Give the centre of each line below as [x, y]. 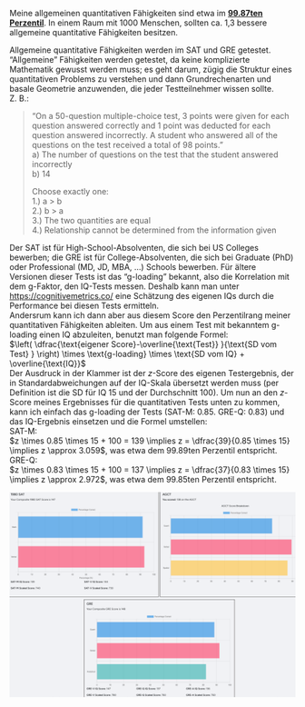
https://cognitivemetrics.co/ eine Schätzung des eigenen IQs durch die [142, 296]
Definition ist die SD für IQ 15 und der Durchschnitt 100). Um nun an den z [147, 393]
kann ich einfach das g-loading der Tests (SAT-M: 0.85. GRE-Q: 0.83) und [147, 412]
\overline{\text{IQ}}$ [48, 363]
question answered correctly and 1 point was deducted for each [151, 125]
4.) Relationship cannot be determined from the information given [154, 230]
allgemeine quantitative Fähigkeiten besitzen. [94, 32]
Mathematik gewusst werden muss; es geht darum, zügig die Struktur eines [151, 69]
